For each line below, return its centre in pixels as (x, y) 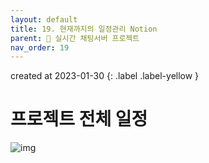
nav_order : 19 (40, 47)
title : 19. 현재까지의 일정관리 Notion (84, 29)
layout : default (44, 19)
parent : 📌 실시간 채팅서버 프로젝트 (75, 38)
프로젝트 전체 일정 (79, 119)
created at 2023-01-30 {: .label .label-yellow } (105, 76)
